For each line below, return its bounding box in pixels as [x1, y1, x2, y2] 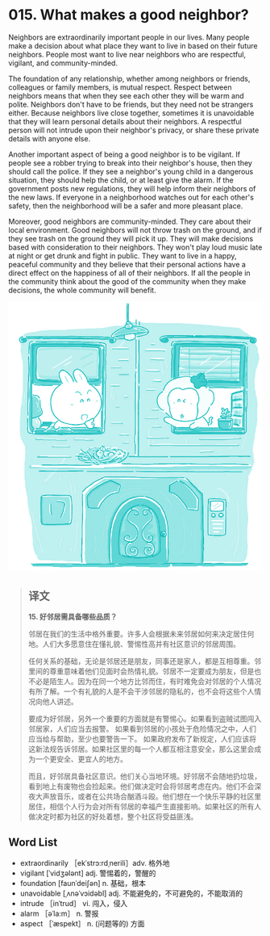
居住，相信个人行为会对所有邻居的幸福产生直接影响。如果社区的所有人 [27, 802, 262, 812]
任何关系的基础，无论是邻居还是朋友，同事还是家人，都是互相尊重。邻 [27, 657, 262, 666]
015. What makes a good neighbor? [8, 6, 249, 24]
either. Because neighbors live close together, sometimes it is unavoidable [8, 107, 255, 118]
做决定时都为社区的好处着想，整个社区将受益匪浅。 [27, 812, 198, 821]
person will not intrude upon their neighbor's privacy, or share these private [8, 125, 260, 135]
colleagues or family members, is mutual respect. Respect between [8, 82, 232, 92]
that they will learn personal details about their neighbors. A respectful [8, 116, 242, 126]
